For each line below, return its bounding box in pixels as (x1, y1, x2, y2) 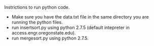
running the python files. (11, 19, 63, 25)
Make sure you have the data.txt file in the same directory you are (11, 14, 149, 19)
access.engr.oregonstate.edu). (11, 30, 76, 35)
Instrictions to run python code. (4, 4, 70, 10)
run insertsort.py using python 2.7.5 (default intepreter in (11, 24, 130, 30)
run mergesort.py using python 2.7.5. (11, 35, 89, 41)
